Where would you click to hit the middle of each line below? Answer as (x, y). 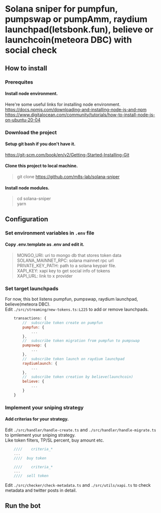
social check (31, 50)
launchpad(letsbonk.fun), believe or (79, 30)
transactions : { (30, 318)
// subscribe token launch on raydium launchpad (73, 359)
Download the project (31, 132)
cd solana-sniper (34, 199)
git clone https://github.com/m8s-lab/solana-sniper (68, 177)
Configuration (27, 219)
